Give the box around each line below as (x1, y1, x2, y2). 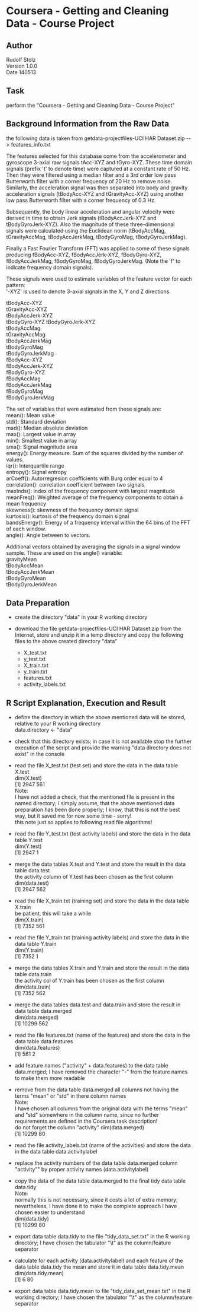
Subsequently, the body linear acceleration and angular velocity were (6, 208, 176, 215)
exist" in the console (14, 751, 65, 758)
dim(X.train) (14, 916, 44, 923)
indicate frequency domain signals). (6, 263, 93, 271)
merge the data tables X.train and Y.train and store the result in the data (14, 964, 190, 971)
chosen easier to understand (14, 1209, 85, 1216)
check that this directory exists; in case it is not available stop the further (14, 738, 192, 745)
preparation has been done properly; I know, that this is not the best (14, 806, 180, 814)
